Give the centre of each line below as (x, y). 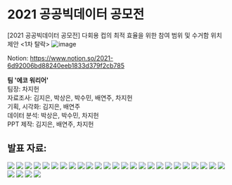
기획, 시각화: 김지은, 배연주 (44, 106)
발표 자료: (27, 148)
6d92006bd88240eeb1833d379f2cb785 (66, 65)
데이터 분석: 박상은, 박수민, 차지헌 (53, 115)
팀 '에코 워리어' (28, 80)
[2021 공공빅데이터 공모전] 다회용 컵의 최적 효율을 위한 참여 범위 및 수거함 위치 (115, 35)
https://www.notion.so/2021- (72, 58)
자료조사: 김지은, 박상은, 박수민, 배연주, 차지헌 (70, 97)
